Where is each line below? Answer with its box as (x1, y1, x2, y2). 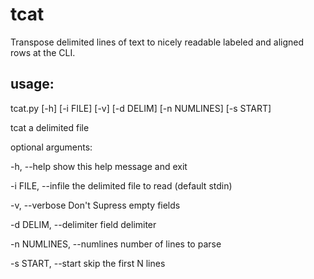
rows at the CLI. (10, 46, 76, 58)
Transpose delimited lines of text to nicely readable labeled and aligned (10, 36, 305, 48)
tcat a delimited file (10, 121, 90, 133)
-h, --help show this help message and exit (10, 160, 188, 172)
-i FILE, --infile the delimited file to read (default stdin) (10, 179, 233, 192)
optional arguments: (10, 141, 93, 153)
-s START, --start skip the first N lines (10, 257, 166, 269)
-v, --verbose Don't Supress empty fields (10, 199, 181, 211)
